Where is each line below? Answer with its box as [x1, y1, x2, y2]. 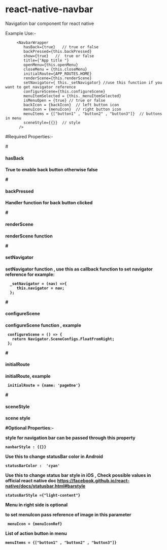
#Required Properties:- [5, 133, 53, 139]
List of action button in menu [5, 530, 67, 537]
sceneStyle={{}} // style [23, 120, 81, 125]
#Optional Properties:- [5, 425, 54, 431]
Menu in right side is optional [5, 502, 68, 508]
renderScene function [5, 233, 53, 239]
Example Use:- [5, 30, 37, 36]
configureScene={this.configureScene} [23, 89, 106, 94]
